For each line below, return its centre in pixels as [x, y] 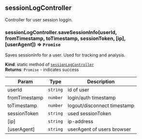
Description [101, 82]
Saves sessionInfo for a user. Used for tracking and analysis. [65, 55]
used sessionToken [89, 114]
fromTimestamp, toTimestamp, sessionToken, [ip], [65, 38]
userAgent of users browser [99, 129]
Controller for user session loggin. [39, 19]
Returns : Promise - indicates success [42, 69]
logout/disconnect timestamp [101, 105]
